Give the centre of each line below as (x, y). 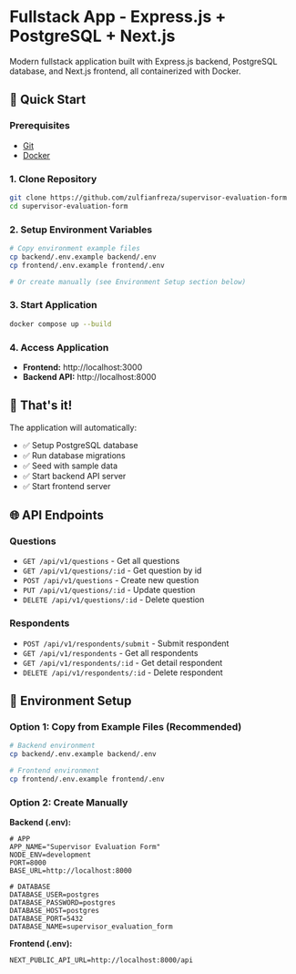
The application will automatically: (73, 427)
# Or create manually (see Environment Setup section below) (128, 282)
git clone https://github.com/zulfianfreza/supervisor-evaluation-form (148, 198)
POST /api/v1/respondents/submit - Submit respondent (126, 643)
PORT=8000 (28, 863)
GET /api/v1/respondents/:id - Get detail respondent (122, 662)
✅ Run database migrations (74, 455)
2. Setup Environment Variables (81, 230)
